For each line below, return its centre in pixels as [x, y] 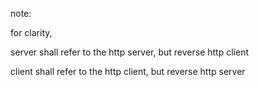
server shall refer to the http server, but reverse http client [129, 52]
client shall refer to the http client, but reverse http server [128, 71]
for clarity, [31, 32]
